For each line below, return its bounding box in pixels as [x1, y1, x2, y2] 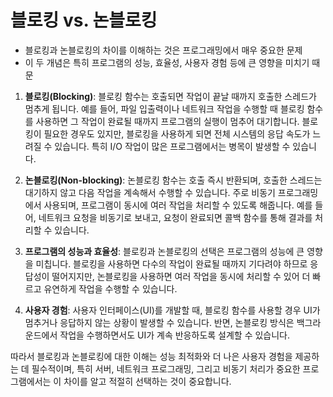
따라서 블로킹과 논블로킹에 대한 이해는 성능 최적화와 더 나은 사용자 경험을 [10, 350, 293, 362]
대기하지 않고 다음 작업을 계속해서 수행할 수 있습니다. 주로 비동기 [24, 186, 276, 198]
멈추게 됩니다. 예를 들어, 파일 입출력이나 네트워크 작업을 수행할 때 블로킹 [24, 102, 305, 115]
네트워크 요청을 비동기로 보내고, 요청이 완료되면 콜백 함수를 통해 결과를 [38, 211, 313, 223]
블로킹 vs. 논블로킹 [10, 9, 158, 32]
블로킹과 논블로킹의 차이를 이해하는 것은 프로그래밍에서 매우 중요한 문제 [24, 44, 303, 56]
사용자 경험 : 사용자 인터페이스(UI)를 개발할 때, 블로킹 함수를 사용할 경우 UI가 [24, 304, 321, 316]
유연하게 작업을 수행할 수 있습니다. [43, 282, 178, 295]
